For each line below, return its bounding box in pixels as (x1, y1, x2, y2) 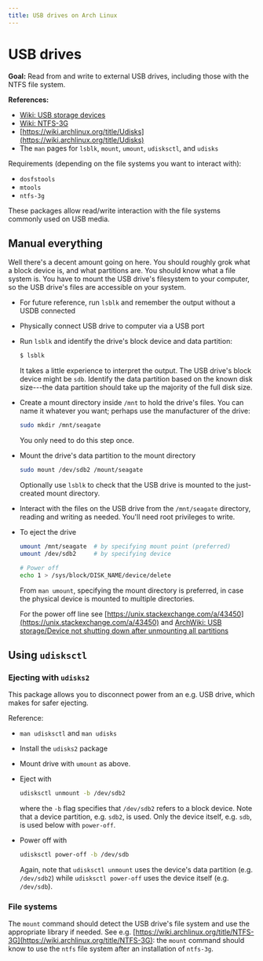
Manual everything (8, 236, 104, 250)
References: (8, 95, 49, 104)
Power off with (19, 835, 68, 845)
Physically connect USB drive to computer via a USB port (19, 321, 205, 331)
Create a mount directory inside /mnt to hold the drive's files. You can (19, 398, 244, 407)
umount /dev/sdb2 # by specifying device (19, 550, 171, 557)
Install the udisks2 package (19, 744, 108, 754)
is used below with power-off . (19, 820, 116, 830)
